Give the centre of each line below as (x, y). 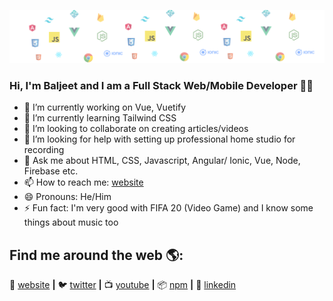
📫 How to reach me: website (83, 182)
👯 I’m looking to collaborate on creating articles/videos (136, 129)
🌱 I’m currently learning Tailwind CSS (100, 118)
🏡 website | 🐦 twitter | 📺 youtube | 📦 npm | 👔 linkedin (123, 285)
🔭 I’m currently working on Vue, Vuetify (105, 107)
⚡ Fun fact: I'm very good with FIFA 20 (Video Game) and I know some (168, 208)
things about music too (71, 222)
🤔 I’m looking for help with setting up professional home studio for (159, 139)
